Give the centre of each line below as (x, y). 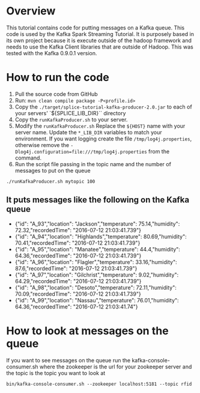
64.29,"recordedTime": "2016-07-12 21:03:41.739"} (78, 281)
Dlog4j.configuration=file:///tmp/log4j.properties (81, 152)
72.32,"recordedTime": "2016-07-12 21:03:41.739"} (78, 230)
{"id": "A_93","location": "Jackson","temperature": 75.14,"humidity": (97, 224)
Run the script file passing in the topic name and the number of (93, 164)
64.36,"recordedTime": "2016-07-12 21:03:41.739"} (78, 256)
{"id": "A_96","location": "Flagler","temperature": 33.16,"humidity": (96, 262)
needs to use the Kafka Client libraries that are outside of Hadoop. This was (100, 47)
